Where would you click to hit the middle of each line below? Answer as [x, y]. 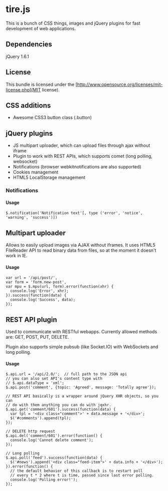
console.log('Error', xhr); [40, 291]
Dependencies [29, 44]
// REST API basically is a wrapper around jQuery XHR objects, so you [82, 396]
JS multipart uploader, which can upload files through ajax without [81, 145]
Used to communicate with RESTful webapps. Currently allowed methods [81, 332]
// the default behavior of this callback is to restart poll [76, 471]
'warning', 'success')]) [32, 218]
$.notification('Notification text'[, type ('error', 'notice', [74, 213]
